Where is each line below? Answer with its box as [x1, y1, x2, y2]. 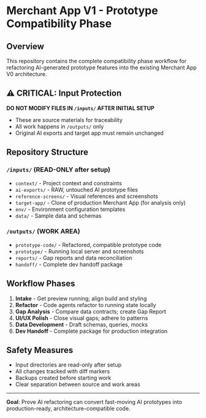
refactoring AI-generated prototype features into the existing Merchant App [6, 64, 197, 71]
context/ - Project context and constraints [15, 179, 123, 187]
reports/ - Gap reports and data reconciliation [15, 254, 132, 261]
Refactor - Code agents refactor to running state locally [15, 301, 156, 308]
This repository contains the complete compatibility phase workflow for [6, 58, 187, 64]
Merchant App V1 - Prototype [6, 4, 158, 18]
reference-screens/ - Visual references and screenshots [15, 192, 158, 200]
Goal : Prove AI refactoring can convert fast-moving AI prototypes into [6, 398, 183, 406]
